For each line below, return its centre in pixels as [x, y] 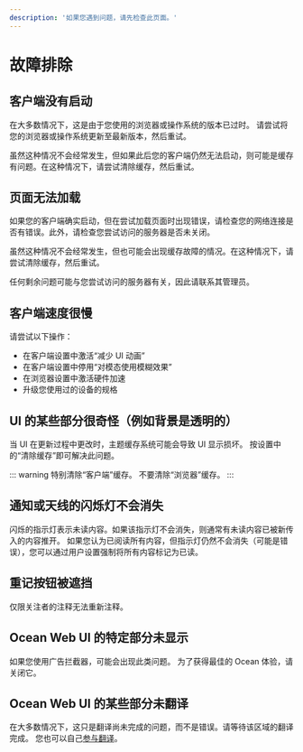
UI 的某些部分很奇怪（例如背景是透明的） [124, 421]
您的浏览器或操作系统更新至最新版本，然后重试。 [100, 135]
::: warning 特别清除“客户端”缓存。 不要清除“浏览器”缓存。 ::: [122, 475]
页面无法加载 [45, 198]
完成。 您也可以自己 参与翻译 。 [66, 738]
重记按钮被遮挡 [51, 583]
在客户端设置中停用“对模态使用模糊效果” [97, 367]
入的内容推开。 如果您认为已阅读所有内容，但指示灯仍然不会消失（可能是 [145, 540]
